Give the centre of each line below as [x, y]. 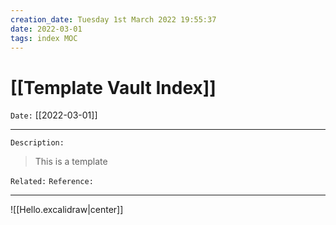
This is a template [71, 162]
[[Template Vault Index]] [113, 87]
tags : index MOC [44, 38]
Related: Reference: [52, 182]
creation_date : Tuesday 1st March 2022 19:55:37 [113, 19]
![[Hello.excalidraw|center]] [67, 210]
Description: [37, 143]
